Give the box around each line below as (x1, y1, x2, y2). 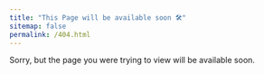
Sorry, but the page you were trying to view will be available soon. (9, 55, 256, 66)
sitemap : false (9, 22, 67, 31)
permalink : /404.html (9, 30, 91, 39)
